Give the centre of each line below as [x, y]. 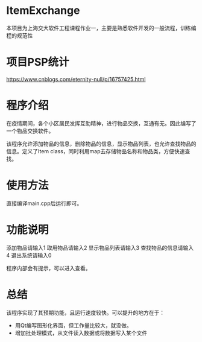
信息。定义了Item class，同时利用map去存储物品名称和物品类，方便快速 [96, 151]
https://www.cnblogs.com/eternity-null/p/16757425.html [76, 79]
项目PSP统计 [38, 62]
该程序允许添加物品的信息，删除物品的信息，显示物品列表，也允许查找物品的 [101, 144]
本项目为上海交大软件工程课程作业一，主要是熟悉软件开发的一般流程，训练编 [101, 28]
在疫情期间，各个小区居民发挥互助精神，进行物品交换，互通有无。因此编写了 [101, 123]
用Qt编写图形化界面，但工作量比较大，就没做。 [74, 325]
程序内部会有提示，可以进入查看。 [49, 268]
